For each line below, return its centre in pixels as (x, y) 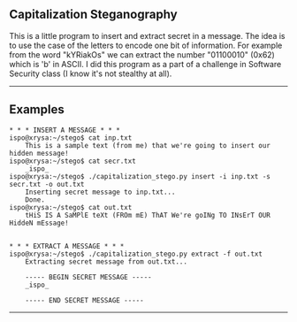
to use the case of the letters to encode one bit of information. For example (146, 45)
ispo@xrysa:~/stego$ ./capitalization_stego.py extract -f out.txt (136, 254)
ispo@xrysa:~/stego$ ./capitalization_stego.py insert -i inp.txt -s (140, 176)
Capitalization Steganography (94, 15)
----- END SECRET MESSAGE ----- (84, 300)
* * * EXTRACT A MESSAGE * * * (67, 246)
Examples (37, 110)
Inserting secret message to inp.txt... (100, 192)
